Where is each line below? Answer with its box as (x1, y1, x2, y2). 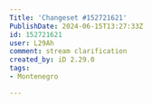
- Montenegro (9, 72, 59, 81)
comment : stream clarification (9, 47, 128, 56)
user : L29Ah (9, 38, 54, 48)
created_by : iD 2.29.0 (9, 55, 95, 64)
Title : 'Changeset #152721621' (9, 13, 128, 23)
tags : (9, 64, 30, 73)
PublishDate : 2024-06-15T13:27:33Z (9, 22, 144, 31)
